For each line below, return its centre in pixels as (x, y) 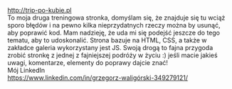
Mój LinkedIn (26, 70)
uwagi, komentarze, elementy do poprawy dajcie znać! (88, 63)
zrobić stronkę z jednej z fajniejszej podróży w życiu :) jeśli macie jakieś (113, 55)
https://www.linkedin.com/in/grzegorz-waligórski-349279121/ (98, 78)
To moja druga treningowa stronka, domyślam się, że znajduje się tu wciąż (116, 18)
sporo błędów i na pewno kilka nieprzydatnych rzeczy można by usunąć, (114, 25)
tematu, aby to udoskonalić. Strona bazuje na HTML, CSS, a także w (107, 40)
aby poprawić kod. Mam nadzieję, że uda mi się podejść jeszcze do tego (114, 32)
